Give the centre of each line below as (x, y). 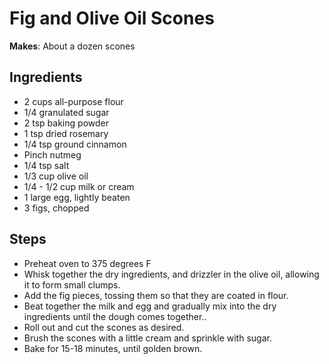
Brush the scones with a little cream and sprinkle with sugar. (147, 338)
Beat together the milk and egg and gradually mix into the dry (150, 306)
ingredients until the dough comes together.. (115, 316)
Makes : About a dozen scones (72, 46)
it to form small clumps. (72, 284)
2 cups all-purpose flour (73, 101)
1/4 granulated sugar (66, 112)
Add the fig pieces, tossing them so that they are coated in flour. (156, 295)
